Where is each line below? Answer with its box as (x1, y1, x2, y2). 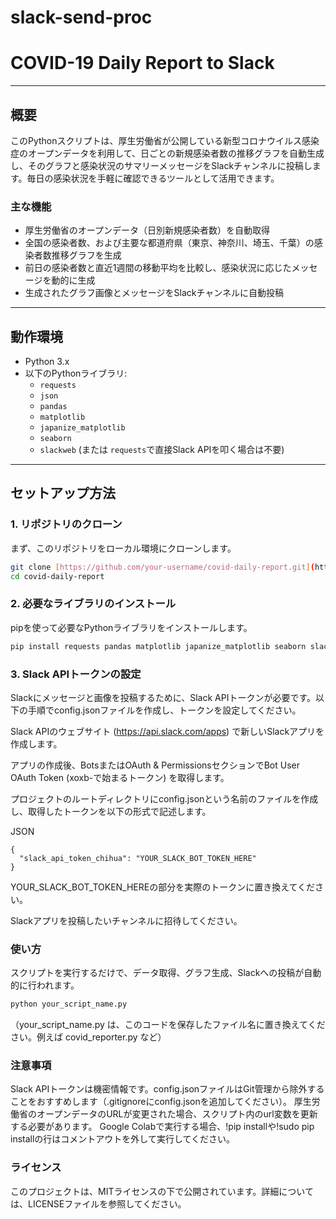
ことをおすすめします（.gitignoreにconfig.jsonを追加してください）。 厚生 (10, 1096, 312, 1108)
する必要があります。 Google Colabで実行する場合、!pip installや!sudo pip (10, 1121, 315, 1133)
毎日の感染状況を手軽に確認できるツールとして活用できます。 (26, 172, 280, 184)
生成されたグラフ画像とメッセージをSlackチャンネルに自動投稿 (24, 287, 285, 299)
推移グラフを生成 (51, 249, 122, 261)
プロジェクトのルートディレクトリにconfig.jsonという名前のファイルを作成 (10, 792, 319, 805)
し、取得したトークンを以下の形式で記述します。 (10, 805, 212, 817)
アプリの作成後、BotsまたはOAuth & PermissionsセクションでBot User (10, 759, 301, 771)
